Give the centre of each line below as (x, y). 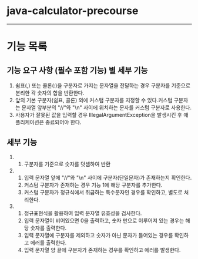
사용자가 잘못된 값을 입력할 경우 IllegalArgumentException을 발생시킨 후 (99, 115)
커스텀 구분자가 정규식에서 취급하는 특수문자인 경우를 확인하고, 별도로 (103, 192)
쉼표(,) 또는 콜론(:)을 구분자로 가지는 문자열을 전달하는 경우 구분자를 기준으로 (103, 85)
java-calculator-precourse (73, 11)
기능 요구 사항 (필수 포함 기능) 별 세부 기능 (78, 70)
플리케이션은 (30, 122)
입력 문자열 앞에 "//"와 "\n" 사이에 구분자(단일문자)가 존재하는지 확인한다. (108, 177)
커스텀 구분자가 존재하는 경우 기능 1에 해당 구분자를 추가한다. (93, 185)
